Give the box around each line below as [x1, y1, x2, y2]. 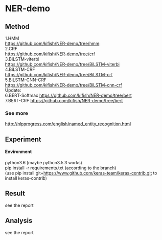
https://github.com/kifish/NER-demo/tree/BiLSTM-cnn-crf [5, 82, 122, 88]
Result [5, 189, 25, 198]
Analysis [5, 217, 33, 225]
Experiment [5, 135, 42, 143]
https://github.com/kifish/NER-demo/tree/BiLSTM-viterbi [5, 62, 120, 67]
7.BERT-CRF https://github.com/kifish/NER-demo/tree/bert [5, 98, 123, 103]
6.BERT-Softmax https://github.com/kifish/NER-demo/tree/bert [5, 92, 132, 98]
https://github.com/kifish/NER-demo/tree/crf [5, 51, 95, 57]
